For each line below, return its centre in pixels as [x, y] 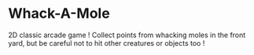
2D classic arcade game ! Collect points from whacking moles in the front [127, 35]
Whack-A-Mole [59, 14]
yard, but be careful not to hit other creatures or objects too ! [107, 43]
